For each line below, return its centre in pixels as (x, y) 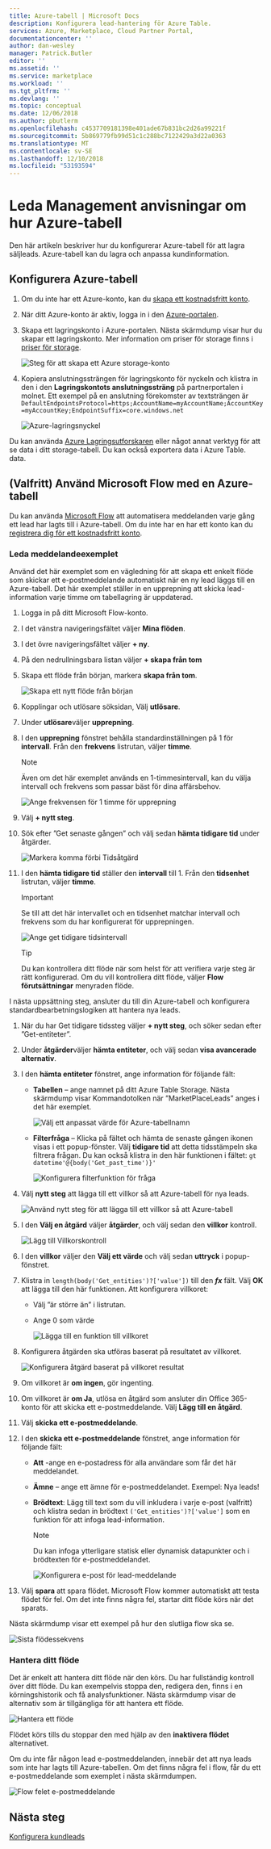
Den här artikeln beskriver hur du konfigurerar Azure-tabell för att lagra (127, 245)
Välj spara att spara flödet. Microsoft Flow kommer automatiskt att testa (140, 1591)
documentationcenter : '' (51, 38)
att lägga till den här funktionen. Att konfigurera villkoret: (115, 1289)
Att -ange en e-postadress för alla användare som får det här (135, 1462)
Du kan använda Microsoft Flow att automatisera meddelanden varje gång (132, 516)
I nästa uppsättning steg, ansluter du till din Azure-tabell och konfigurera (129, 1001)
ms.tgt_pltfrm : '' (40, 91)
